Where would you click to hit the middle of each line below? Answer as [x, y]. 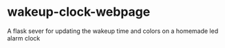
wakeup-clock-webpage [79, 12]
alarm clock [24, 38]
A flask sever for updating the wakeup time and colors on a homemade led [113, 31]
